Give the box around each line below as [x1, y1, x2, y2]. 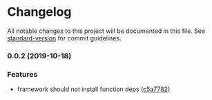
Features [7, 69, 38, 79]
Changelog [7, 4, 72, 20]
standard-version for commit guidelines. [7, 34, 122, 42]
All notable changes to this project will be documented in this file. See [7, 27, 206, 35]
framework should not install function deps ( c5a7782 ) [17, 85, 171, 93]
